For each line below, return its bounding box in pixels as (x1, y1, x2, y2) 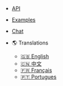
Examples (11, 16, 36, 23)
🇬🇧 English (20, 53, 49, 60)
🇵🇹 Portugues (20, 73, 57, 80)
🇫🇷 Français (20, 67, 52, 74)
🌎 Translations (11, 39, 49, 46)
